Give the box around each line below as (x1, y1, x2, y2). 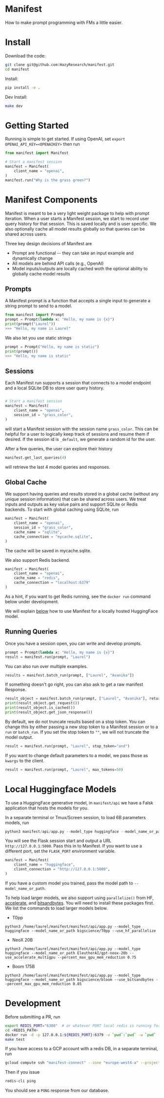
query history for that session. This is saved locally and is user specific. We (5, 221, 157, 227)
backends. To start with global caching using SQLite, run (5, 507, 119, 512)
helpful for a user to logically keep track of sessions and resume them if (5, 431, 150, 437)
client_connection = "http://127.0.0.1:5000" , (14, 867, 110, 872)
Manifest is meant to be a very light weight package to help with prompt (5, 210, 150, 216)
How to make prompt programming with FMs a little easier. (5, 20, 123, 25)
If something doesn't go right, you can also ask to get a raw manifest (5, 681, 143, 687)
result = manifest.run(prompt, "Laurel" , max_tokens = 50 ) (5, 767, 123, 772)
